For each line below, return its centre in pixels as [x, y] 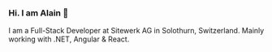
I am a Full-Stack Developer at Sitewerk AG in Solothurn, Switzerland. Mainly [136, 31]
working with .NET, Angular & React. [69, 39]
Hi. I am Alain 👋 [39, 13]
